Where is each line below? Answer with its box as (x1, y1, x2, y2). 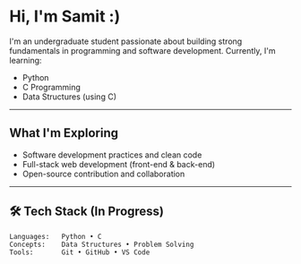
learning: (9, 55, 42, 65)
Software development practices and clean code (21, 149, 202, 160)
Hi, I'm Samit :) (9, 6, 121, 27)
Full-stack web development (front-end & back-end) (21, 158, 216, 169)
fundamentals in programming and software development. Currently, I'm (9, 45, 276, 55)
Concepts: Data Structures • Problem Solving (9, 240, 194, 249)
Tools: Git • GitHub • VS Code (9, 248, 150, 257)
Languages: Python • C (9, 232, 102, 241)
